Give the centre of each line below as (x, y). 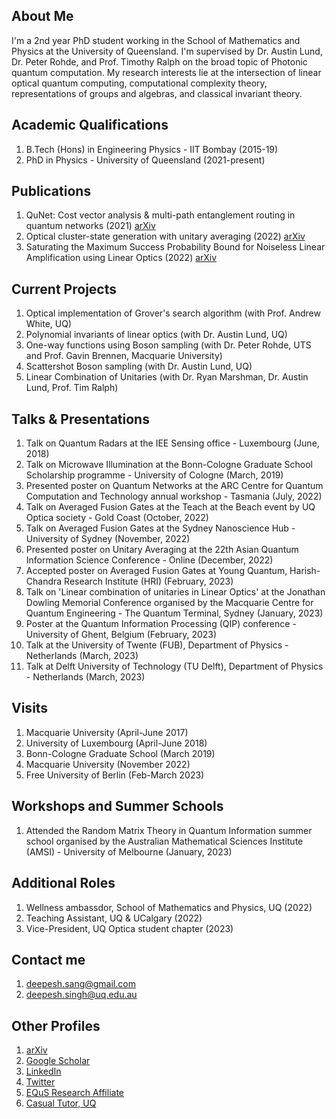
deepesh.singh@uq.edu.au (81, 995)
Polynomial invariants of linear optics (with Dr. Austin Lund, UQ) (156, 335)
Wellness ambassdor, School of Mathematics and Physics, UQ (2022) (169, 907)
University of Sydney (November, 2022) (108, 539)
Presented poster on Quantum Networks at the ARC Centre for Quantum (174, 486)
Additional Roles (63, 883)
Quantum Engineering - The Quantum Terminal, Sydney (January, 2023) (174, 613)
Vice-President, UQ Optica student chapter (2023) (129, 928)
